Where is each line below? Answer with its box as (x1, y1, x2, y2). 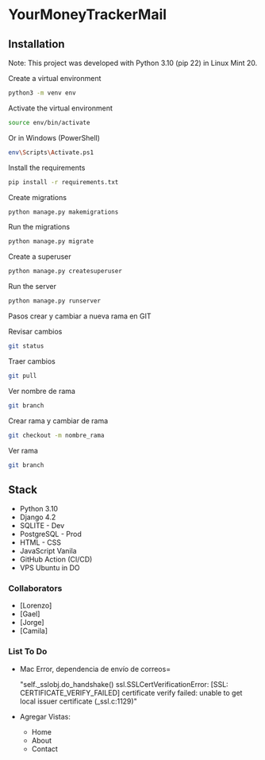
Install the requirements (8, 163, 86, 172)
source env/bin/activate (8, 118, 90, 126)
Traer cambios (8, 356, 56, 366)
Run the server (8, 282, 57, 291)
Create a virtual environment (8, 74, 102, 83)
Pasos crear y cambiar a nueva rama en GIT (8, 311, 152, 321)
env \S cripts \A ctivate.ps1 (8, 149, 94, 156)
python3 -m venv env (8, 89, 77, 97)
